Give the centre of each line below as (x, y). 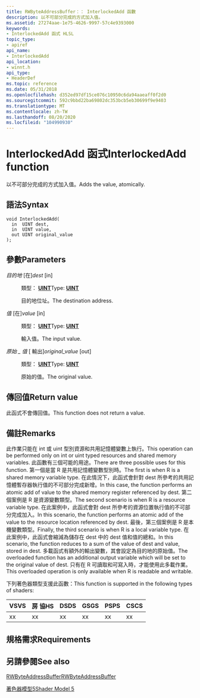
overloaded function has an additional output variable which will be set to (96, 558)
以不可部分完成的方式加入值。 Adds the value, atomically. (76, 184)
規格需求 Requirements (49, 639)
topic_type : (21, 39)
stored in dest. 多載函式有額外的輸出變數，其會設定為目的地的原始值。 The (97, 551)
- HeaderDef (21, 78)
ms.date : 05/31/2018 (32, 89)
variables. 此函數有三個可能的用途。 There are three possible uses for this (96, 462)
